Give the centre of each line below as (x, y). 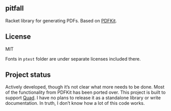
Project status (28, 75)
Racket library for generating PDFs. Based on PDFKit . (61, 20)
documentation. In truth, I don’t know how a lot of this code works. (75, 103)
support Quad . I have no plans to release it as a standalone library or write (83, 98)
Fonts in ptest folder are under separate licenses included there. (73, 59)
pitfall (15, 8)
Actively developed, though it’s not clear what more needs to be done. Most (85, 87)
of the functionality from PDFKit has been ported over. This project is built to (86, 92)
